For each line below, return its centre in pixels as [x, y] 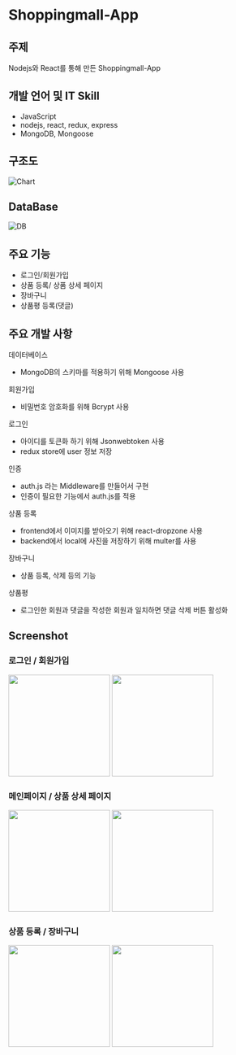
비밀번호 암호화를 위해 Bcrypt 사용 [75, 407]
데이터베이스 [28, 355]
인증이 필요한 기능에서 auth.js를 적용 [78, 496]
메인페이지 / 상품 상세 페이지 [60, 796]
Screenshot [39, 636]
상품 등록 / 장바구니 [44, 931]
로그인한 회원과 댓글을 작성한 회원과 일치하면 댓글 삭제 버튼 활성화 [124, 610]
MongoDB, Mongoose [57, 133]
